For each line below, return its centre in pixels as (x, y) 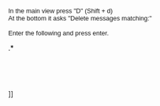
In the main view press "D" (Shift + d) (60, 11)
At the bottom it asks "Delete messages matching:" (80, 18)
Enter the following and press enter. (58, 33)
